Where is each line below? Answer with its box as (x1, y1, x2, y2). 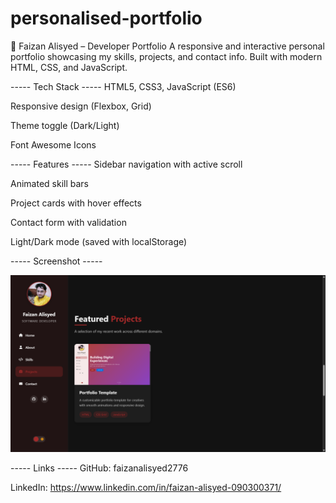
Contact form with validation (10, 216, 127, 228)
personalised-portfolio (10, 7, 203, 30)
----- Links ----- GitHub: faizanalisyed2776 (10, 462, 189, 474)
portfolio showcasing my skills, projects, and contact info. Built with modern (10, 50, 323, 62)
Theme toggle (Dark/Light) (10, 119, 120, 131)
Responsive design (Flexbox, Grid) (10, 100, 152, 112)
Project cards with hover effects (10, 197, 142, 209)
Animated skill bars (10, 177, 89, 189)
